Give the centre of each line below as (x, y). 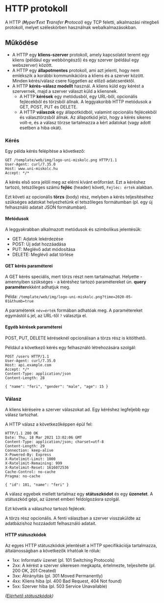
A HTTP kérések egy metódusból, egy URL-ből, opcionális (79, 96)
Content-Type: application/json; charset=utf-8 (55, 442)
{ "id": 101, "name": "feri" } (37, 485)
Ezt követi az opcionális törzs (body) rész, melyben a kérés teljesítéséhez (79, 197)
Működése (22, 43)
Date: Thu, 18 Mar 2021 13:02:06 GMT (44, 438)
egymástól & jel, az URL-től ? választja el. (46, 316)
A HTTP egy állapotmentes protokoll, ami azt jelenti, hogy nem (76, 70)
